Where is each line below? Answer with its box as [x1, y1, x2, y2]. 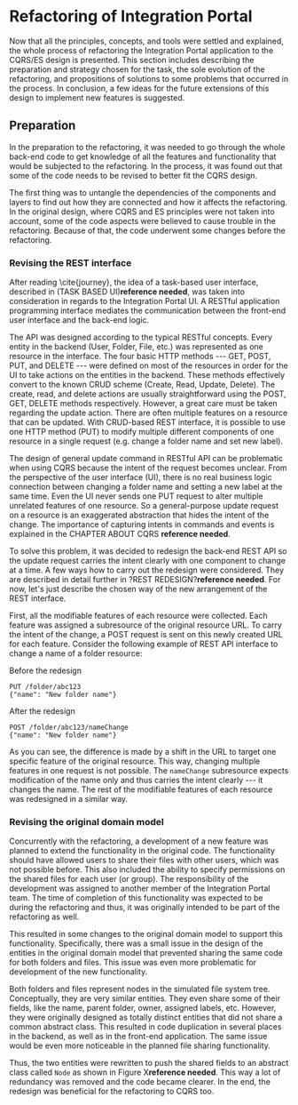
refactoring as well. [9, 911, 80, 922]
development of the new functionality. [9, 966, 148, 977]
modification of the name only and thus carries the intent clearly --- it [9, 775, 263, 786]
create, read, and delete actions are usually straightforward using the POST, [9, 388, 286, 399]
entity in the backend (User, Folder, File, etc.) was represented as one [9, 341, 263, 352]
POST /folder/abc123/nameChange [9, 723, 129, 733]
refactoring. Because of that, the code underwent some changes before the [9, 225, 286, 236]
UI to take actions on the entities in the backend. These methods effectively [9, 370, 286, 380]
